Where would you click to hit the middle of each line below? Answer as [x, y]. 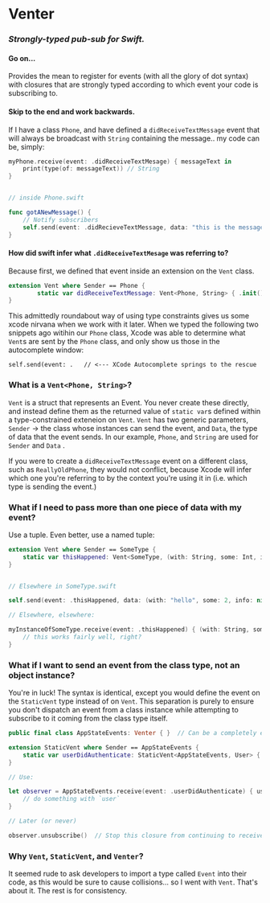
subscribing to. [33, 93]
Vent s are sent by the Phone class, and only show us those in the [114, 342]
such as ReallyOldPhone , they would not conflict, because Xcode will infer [130, 469]
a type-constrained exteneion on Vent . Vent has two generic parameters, [129, 420]
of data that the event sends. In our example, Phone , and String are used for [133, 437]
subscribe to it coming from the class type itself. [88, 718]
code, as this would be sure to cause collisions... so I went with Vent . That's [133, 882]
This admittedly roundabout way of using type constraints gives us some [129, 316]
